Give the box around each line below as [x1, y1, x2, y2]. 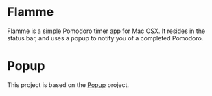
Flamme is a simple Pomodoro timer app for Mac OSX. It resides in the [7, 27, 206, 35]
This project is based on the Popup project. [7, 80, 129, 89]
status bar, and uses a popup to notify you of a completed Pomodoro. [7, 34, 204, 42]
